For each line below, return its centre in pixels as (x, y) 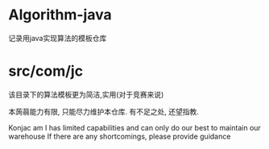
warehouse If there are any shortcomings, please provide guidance (120, 136)
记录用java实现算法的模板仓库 (58, 38)
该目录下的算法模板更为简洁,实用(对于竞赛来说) (86, 94)
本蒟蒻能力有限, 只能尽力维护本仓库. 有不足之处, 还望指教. (103, 111)
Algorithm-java (60, 15)
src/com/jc (46, 71)
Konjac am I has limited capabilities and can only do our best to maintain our (135, 127)
